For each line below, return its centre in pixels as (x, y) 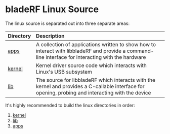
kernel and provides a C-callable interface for (90, 86)
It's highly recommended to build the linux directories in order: (70, 105)
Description (50, 36)
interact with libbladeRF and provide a (81, 51)
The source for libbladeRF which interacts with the (96, 80)
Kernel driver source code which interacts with (91, 65)
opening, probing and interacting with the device (93, 92)
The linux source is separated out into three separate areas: (68, 23)
